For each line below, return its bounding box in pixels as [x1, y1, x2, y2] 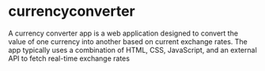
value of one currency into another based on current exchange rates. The [8, 36, 248, 46]
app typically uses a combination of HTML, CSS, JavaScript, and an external [8, 45, 257, 54]
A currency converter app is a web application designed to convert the [8, 28, 239, 38]
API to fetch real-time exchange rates [8, 54, 131, 63]
